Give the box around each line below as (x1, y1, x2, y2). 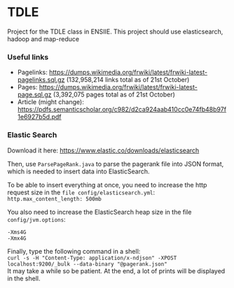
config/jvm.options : (7, 215, 66, 224)
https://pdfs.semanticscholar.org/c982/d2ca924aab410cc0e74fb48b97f (17, 106, 226, 114)
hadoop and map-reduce (7, 34, 80, 43)
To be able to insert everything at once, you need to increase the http (7, 180, 207, 189)
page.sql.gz (17, 90, 52, 99)
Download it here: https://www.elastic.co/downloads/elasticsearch (7, 146, 200, 154)
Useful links (7, 52, 49, 62)
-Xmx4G (7, 235, 27, 242)
